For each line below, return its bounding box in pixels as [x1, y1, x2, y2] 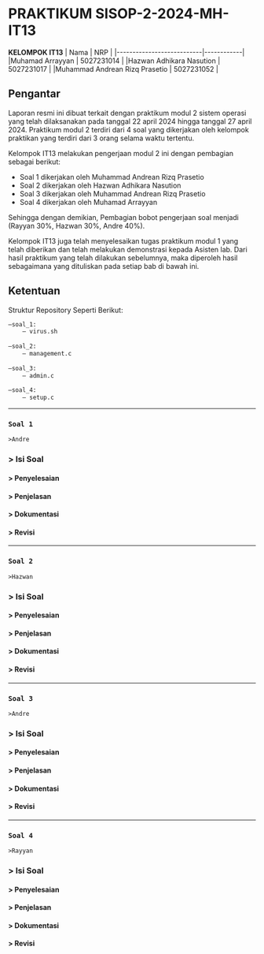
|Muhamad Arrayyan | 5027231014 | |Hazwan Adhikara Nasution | [8, 56, 221, 65]
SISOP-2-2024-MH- [95, 5, 229, 23]
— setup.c [22, 393, 55, 402]
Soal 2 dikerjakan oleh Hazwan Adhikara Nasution [19, 181, 181, 190]
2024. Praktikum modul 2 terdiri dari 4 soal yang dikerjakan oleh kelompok [8, 125, 249, 134]
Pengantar [8, 88, 61, 101]
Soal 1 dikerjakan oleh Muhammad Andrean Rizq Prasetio [19, 172, 204, 181]
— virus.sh [22, 328, 58, 336]
